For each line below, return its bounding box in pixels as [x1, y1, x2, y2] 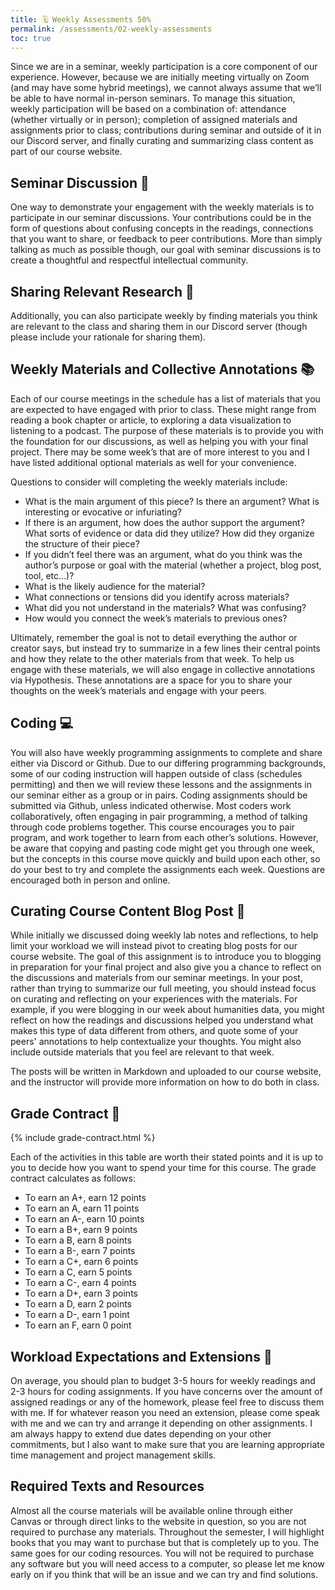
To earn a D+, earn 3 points [24, 1287, 138, 1300]
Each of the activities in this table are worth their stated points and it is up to [10, 1151, 324, 1163]
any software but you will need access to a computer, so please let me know [10, 1557, 325, 1570]
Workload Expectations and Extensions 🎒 [10, 1348, 273, 1365]
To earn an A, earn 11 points [24, 1202, 140, 1215]
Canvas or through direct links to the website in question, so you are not [10, 1515, 307, 1527]
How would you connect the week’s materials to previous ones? [24, 612, 288, 624]
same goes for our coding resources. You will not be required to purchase [10, 1547, 315, 1559]
